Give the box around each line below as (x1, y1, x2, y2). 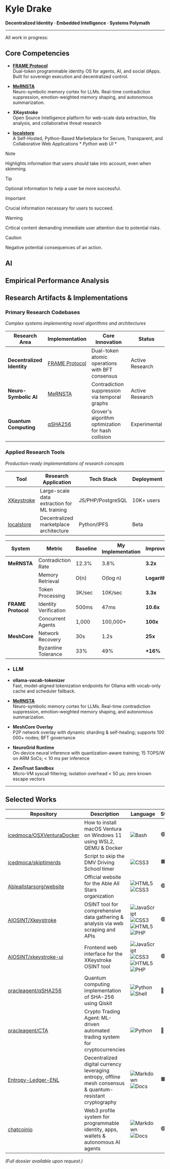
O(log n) (102, 574, 121, 581)
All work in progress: (5, 34, 49, 41)
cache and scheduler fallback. (12, 688, 76, 694)
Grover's (91, 408, 112, 415)
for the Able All (84, 880, 120, 887)
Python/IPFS (78, 521, 109, 528)
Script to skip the (84, 852, 125, 859)
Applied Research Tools (5, 449, 65, 456)
